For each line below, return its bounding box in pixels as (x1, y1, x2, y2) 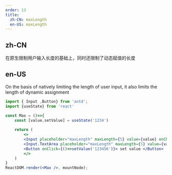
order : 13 (5, 7, 27, 13)
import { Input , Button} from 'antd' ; (5, 99, 88, 104)
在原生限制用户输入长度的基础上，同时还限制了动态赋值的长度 (5, 55, 136, 61)
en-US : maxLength (10, 21, 47, 27)
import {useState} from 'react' (5, 103, 74, 109)
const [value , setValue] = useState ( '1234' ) (14, 118, 109, 123)
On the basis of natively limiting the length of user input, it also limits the (5, 83, 158, 90)
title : (5, 12, 19, 17)
